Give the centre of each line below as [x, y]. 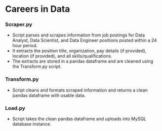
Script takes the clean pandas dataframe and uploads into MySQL [79, 119]
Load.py [15, 108]
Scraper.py [19, 25]
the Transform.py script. [37, 66]
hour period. [25, 46]
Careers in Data [38, 9]
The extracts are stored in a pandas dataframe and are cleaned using [83, 61]
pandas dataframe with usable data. [49, 95]
